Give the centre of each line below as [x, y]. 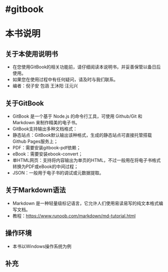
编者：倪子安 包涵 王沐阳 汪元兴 [45, 86]
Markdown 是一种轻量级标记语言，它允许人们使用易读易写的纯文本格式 [86, 203]
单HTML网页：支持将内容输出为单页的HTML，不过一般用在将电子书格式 [87, 160]
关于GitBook [25, 103]
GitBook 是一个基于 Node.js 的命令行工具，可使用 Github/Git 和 [77, 116]
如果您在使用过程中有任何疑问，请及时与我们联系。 [65, 79]
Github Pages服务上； [35, 141]
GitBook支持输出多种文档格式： [45, 129]
